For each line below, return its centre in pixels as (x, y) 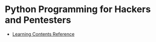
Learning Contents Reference (43, 34)
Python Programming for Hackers (78, 9)
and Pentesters (38, 20)
